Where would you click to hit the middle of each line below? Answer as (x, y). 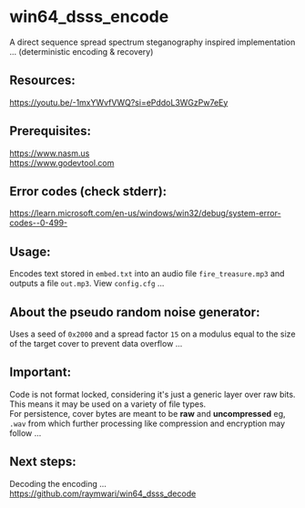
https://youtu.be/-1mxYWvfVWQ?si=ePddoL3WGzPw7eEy (119, 102)
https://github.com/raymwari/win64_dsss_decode (103, 493)
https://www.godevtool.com (62, 162)
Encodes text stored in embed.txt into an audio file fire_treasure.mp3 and (147, 274)
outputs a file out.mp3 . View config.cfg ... (87, 284)
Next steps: (43, 462)
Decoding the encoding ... (58, 483)
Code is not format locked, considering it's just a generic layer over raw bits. (152, 394)
